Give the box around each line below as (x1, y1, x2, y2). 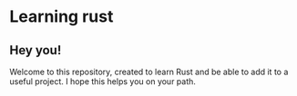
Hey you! (9, 43, 62, 58)
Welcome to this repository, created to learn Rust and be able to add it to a (9, 66, 289, 77)
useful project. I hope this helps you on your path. (9, 76, 196, 87)
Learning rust (9, 6, 114, 27)
